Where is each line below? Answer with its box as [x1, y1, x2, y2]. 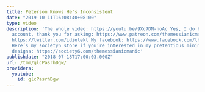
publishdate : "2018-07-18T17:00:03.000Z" [6, 54, 113, 60]
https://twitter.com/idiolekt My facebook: [12, 37, 124, 43]
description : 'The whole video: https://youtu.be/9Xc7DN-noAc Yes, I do [6, 25, 195, 32]
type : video [6, 20, 37, 26]
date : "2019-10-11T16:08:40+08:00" [6, 15, 97, 21]
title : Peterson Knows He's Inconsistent [6, 8, 113, 15]
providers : [6, 65, 34, 71]
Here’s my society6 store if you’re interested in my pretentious [12, 43, 184, 49]
